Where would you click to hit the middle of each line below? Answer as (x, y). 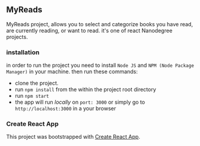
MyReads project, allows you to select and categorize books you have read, (100, 24)
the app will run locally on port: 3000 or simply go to (80, 102)
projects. (17, 37)
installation (23, 52)
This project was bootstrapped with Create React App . (73, 137)
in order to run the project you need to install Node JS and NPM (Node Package (100, 66)
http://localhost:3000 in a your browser (65, 108)
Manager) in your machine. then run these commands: (72, 72)
